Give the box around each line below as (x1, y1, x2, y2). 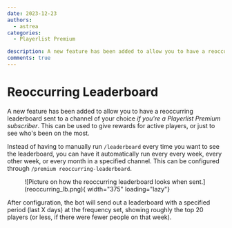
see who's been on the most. (7, 129, 90, 137)
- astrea (13, 23, 39, 30)
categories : (7, 29, 41, 37)
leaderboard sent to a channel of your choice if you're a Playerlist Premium (7, 114, 221, 123)
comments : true (7, 54, 51, 62)
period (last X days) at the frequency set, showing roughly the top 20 (7, 205, 204, 214)
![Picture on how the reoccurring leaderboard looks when (24, 177, 188, 186)
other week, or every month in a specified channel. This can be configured (7, 156, 220, 165)
